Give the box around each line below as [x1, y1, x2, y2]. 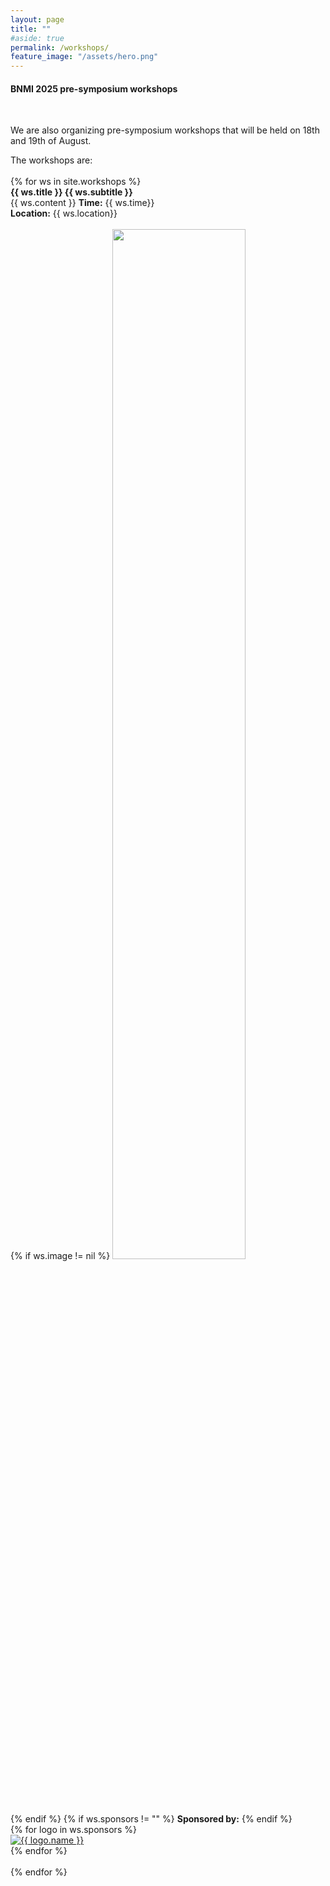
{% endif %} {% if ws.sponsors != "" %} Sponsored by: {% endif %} [10, 1813, 293, 1825]
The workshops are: [10, 154, 93, 166]
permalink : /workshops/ [10, 42, 110, 53]
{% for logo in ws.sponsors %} [10, 1824, 137, 1836]
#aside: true [10, 33, 65, 43]
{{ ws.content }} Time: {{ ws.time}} [10, 197, 155, 209]
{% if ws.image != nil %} [10, 1250, 111, 1262]
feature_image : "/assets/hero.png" [10, 52, 159, 62]
